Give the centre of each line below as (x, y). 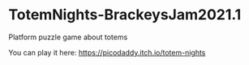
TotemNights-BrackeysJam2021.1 (125, 15)
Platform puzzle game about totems (68, 37)
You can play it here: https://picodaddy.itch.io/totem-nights (107, 52)
